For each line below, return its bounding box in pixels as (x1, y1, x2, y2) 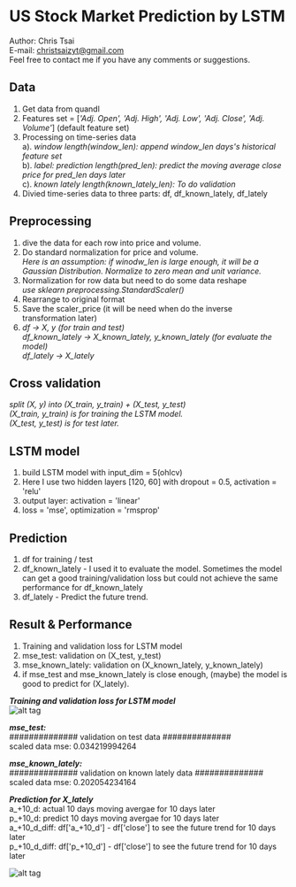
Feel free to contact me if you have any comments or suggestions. (9, 54, 250, 65)
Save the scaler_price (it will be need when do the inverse (21, 303, 232, 313)
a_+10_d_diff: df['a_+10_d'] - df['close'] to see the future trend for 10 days (9, 821, 277, 833)
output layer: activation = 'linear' (21, 496, 140, 506)
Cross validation (9, 375, 102, 390)
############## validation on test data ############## (9, 731, 231, 742)
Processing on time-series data (21, 131, 137, 143)
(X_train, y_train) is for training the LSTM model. (9, 409, 184, 420)
